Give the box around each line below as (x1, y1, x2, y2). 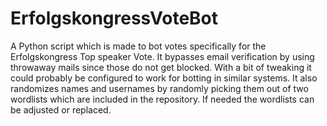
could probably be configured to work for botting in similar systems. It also (10, 72, 318, 84)
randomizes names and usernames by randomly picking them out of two (10, 82, 309, 94)
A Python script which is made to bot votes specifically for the (10, 40, 267, 52)
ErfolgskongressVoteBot (10, 7, 219, 30)
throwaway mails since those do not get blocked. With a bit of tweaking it (10, 61, 312, 73)
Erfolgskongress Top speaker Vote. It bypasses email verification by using (10, 50, 315, 62)
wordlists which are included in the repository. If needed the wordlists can (10, 93, 315, 105)
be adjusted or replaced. (10, 103, 112, 116)
